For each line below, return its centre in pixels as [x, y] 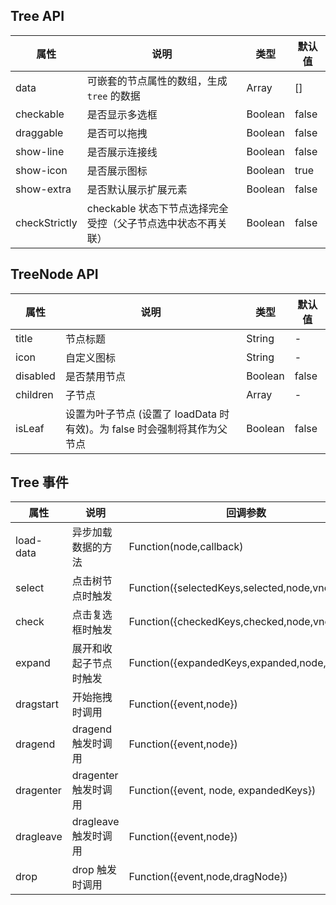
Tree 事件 [39, 482]
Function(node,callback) [186, 547]
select [30, 588]
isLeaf [30, 428]
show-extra [43, 189]
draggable [39, 132]
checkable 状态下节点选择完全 [157, 208]
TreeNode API [54, 274]
